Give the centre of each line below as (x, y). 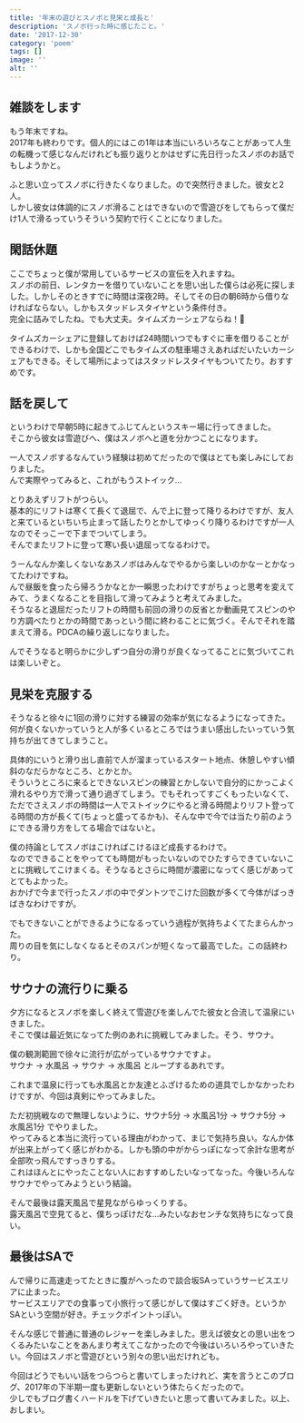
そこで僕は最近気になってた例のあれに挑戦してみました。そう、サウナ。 (144, 1035)
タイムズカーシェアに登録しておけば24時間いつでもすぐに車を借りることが (149, 338)
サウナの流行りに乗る (69, 989)
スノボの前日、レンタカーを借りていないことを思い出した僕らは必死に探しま (152, 285)
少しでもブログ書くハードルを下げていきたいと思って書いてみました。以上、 (152, 1398)
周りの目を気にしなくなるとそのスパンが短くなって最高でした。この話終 (144, 946)
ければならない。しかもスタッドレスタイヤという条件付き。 (120, 307)
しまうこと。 (89, 741)
